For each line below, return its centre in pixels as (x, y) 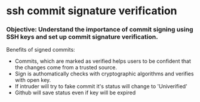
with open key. (33, 80)
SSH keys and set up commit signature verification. (82, 37)
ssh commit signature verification (92, 11)
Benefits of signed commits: (41, 50)
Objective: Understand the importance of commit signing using (100, 30)
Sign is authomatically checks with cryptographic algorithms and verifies (104, 74)
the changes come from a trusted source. (66, 68)
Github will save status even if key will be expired (75, 93)
